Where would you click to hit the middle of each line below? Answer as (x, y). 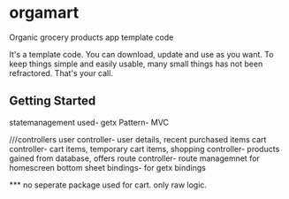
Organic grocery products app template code (91, 37)
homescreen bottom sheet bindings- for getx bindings (107, 167)
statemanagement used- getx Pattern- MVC (89, 122)
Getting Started (53, 101)
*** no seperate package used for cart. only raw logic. (108, 185)
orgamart (44, 13)
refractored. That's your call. (61, 73)
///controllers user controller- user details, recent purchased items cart (138, 139)
